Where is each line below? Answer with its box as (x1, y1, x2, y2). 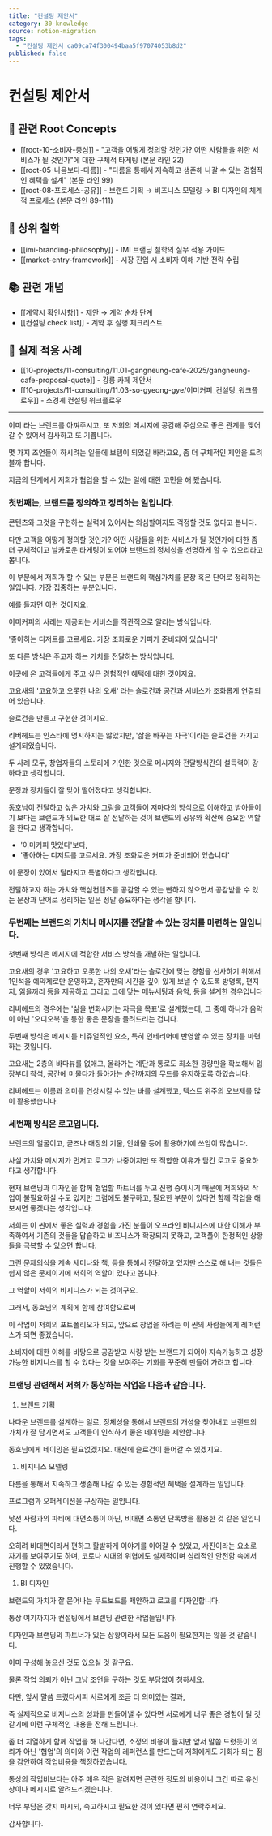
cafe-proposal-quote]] (19, 375, 96, 385)
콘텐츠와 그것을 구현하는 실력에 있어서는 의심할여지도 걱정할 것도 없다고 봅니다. (8, 517, 257, 527)
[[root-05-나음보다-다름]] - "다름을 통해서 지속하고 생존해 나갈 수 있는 (19, 166, 242, 174)
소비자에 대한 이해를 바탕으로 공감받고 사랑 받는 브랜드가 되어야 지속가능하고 (8, 1348, 249, 1357)
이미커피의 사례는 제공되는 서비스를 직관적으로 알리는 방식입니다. (8, 617, 212, 626)
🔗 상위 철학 (8, 221, 61, 235)
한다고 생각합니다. (16, 823, 74, 832)
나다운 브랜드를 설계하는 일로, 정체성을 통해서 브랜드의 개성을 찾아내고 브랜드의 (8, 1417, 257, 1426)
